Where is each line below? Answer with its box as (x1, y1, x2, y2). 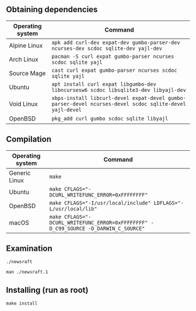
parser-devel (51, 101, 88, 107)
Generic (9, 169, 31, 177)
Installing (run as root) (6, 285, 89, 295)
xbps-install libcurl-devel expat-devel (51, 95, 165, 101)
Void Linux (9, 99, 38, 108)
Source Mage (9, 69, 46, 77)
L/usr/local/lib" (49, 205, 97, 212)
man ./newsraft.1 (6, 269, 48, 275)
